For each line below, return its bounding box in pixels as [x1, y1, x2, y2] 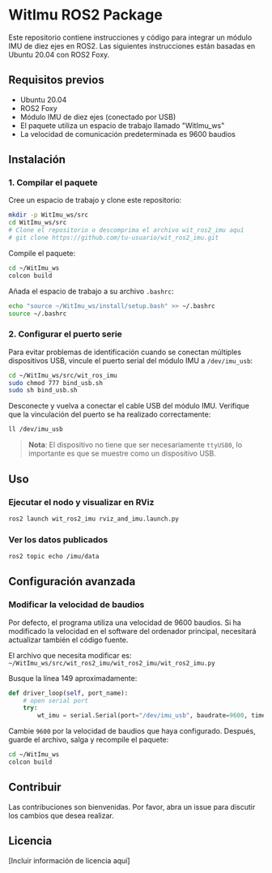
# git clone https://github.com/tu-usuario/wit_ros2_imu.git [8, 233, 219, 242]
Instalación [8, 152, 66, 167]
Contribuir [8, 781, 62, 794]
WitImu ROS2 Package [8, 6, 164, 24]
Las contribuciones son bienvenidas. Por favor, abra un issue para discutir [8, 802, 256, 811]
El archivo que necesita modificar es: [8, 650, 132, 660]
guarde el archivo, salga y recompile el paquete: [8, 735, 169, 745]
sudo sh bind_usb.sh [8, 387, 79, 395]
